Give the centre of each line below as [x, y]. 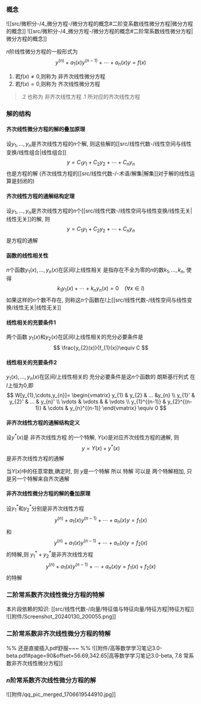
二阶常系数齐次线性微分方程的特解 [55, 594]
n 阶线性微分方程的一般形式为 [42, 52]
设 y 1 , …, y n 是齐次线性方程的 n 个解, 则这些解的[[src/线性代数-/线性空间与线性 [99, 144]
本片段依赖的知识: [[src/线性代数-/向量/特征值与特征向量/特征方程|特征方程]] [100, 609]
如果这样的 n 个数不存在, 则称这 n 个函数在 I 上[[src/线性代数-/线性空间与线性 [97, 300]
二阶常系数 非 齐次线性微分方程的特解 [58, 634]
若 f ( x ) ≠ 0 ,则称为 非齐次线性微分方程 [60, 76]
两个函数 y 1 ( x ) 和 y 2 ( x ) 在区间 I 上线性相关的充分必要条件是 [75, 338]
